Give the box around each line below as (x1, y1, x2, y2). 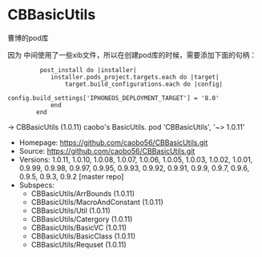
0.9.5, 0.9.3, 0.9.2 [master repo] (18, 171, 124, 181)
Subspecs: (18, 180, 55, 190)
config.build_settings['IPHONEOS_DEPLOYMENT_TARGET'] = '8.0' (7, 94, 220, 102)
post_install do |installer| (39, 66, 137, 74)
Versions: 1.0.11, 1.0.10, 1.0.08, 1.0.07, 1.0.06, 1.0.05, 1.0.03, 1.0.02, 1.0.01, (18, 155, 253, 164)
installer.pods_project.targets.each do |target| (50, 73, 220, 81)
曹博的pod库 (7, 33, 49, 42)
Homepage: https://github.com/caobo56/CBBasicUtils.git (18, 138, 208, 147)
